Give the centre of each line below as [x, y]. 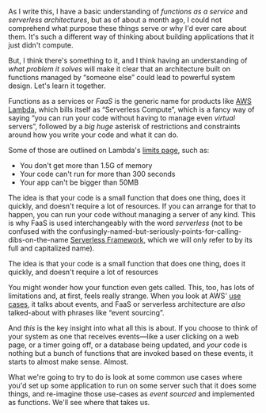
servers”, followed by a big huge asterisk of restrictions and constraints [124, 126]
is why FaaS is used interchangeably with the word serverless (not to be [125, 223]
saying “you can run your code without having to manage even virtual [122, 118]
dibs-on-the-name [38, 240]
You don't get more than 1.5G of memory [86, 165]
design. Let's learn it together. [57, 86]
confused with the [38, 231]
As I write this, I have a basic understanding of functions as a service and [128, 11]
